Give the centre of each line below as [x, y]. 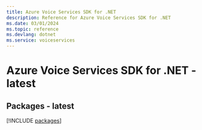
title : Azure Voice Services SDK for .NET [61, 12]
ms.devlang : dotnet [31, 35]
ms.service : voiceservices [41, 40]
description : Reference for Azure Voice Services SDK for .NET [89, 18]
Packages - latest [40, 106]
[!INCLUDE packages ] [34, 121]
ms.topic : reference [33, 29]
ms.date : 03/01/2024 [33, 23]
